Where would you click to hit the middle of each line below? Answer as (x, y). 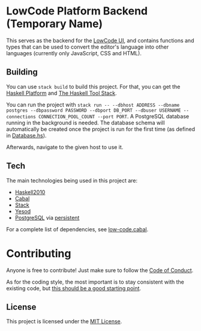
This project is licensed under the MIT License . (64, 321)
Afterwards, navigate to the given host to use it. (65, 147)
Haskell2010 (30, 192)
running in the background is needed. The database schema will (85, 123)
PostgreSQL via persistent (47, 217)
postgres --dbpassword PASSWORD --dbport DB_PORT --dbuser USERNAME (94, 110)
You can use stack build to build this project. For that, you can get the (93, 87)
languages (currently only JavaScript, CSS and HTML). (74, 53)
